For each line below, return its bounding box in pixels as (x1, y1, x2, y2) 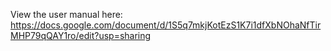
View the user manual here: (10, 9, 123, 20)
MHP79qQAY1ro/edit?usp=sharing (10, 30, 152, 41)
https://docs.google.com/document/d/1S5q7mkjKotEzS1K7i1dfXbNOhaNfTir (10, 19, 322, 31)
